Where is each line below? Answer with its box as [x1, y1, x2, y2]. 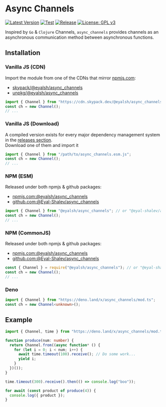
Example [5, 316, 33, 324]
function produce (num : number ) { [5, 338, 74, 343]
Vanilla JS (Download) [5, 120, 59, 127]
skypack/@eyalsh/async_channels [12, 84, 83, 90]
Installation [5, 49, 41, 57]
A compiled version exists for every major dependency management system [5, 132, 161, 137]
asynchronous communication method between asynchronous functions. [5, 34, 154, 40]
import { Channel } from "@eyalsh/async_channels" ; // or [5, 208, 127, 213]
